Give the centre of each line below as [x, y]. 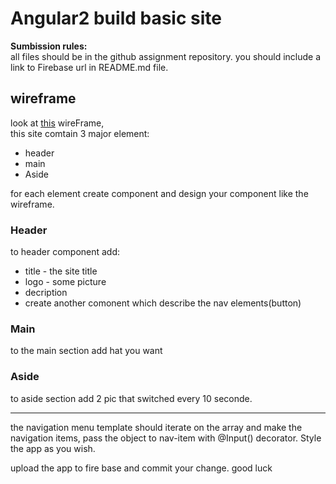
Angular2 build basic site [116, 18]
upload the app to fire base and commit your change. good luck [141, 468]
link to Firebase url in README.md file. [89, 67]
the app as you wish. [53, 448]
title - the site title [61, 271]
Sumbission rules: [49, 46]
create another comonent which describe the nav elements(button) [163, 303]
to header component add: [65, 252]
